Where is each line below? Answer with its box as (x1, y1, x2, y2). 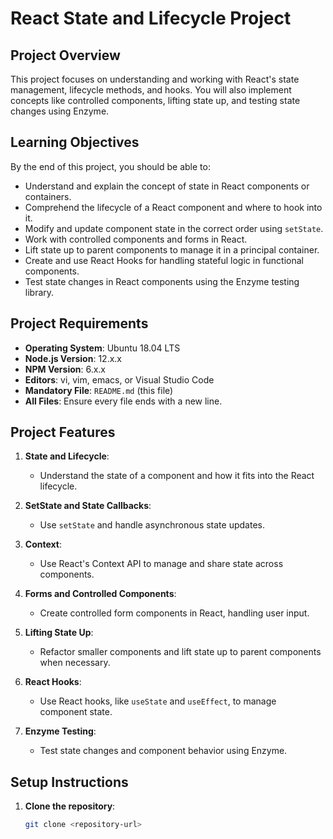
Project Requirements (10, 315, 149, 332)
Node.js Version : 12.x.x (24, 352, 122, 364)
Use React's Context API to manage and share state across (39, 558, 284, 570)
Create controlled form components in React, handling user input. (39, 607, 310, 619)
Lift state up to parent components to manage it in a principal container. (24, 243, 320, 256)
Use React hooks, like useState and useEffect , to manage (39, 695, 277, 707)
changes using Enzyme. (10, 105, 110, 117)
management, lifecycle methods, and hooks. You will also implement (10, 84, 292, 96)
